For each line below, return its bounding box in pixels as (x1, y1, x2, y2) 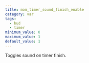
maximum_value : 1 (5, 35, 41, 40)
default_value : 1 (5, 39, 41, 44)
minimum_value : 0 (5, 30, 41, 35)
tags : (5, 16, 16, 21)
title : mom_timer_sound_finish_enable (5, 7, 84, 12)
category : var (5, 12, 34, 17)
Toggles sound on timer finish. (5, 52, 67, 58)
